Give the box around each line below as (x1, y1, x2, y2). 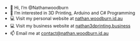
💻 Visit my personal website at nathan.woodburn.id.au (9, 15, 123, 21)
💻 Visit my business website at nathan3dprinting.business (9, 23, 131, 29)
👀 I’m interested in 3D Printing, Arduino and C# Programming (9, 10, 135, 16)
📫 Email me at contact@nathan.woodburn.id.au (9, 30, 109, 36)
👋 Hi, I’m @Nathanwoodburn (9, 5, 69, 10)
